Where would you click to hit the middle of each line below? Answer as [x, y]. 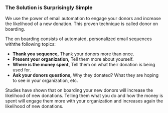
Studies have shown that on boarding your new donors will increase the [79, 90]
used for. [22, 70]
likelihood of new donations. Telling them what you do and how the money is [84, 96]
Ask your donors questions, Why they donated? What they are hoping [86, 75]
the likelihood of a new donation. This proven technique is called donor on [82, 24]
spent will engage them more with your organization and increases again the [84, 101]
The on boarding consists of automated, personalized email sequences [78, 39]
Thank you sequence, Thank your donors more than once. [73, 54]
